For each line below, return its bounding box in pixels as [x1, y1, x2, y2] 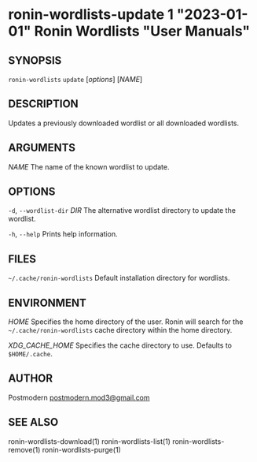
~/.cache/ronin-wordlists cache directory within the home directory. [8, 326, 233, 335]
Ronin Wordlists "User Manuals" [34, 22, 251, 40]
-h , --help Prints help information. [8, 229, 118, 239]
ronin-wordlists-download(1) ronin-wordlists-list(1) [8, 436, 171, 446]
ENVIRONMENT [8, 296, 86, 309]
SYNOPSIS [8, 54, 62, 67]
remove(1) [8, 445, 41, 454]
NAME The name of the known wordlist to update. [8, 162, 170, 171]
